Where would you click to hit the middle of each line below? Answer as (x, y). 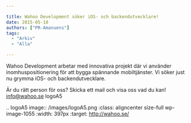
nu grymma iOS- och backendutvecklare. (56, 78)
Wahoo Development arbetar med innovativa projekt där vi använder (89, 66)
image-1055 (21, 114)
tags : (13, 33)
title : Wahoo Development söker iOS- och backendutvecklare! (83, 16)
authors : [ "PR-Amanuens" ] (38, 28)
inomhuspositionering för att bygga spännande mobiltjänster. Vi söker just (95, 72)
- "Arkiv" (23, 39)
